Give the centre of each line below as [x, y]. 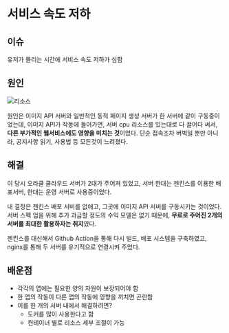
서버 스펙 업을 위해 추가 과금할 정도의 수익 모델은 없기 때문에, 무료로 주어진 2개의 [115, 215]
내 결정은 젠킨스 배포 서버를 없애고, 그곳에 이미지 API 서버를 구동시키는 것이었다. [115, 206]
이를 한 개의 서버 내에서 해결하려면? [64, 305]
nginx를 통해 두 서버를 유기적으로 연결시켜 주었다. [74, 247]
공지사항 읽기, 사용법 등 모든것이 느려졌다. [72, 141]
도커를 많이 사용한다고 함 [61, 314]
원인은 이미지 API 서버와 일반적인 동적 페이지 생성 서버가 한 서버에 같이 [102, 116]
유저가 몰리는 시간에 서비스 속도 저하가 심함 [65, 60]
